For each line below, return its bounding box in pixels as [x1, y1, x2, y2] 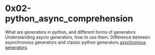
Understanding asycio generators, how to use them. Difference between [5, 34, 150, 40]
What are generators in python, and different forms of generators [5, 29, 136, 35]
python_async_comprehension [5, 13, 133, 24]
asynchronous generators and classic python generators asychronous [5, 39, 146, 45]
